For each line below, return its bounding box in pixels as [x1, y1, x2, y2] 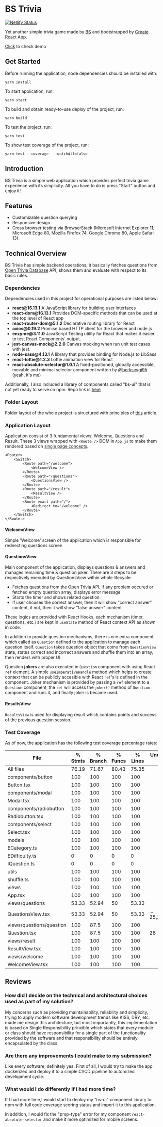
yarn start [5, 98, 27, 102]
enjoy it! [5, 188, 21, 194]
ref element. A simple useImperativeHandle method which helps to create [5, 669, 152, 675]
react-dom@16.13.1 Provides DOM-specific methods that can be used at [12, 310, 158, 316]
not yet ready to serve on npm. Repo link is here [5, 387, 101, 393]
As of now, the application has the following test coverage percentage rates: [5, 740, 158, 746]
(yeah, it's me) [12, 372, 41, 378]
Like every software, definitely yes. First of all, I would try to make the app [5, 1063, 153, 1069]
